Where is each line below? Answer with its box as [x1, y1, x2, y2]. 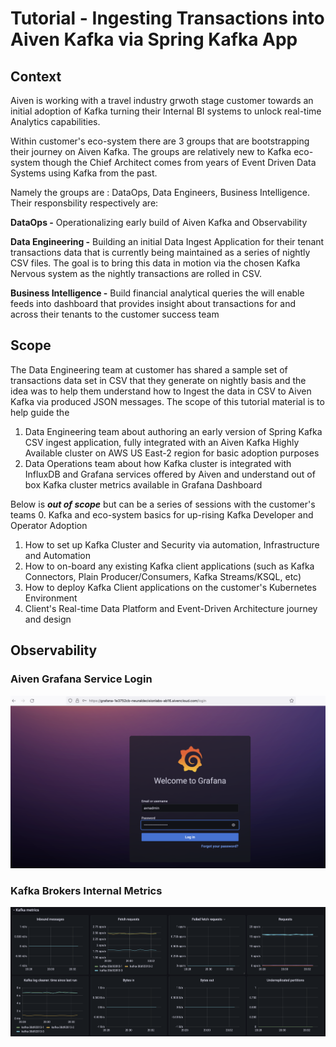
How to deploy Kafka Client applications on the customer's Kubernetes [24, 581, 317, 593]
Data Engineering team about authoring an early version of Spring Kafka [24, 425, 323, 437]
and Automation [24, 549, 91, 561]
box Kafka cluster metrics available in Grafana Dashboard [24, 478, 263, 491]
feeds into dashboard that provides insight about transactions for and [10, 298, 297, 309]
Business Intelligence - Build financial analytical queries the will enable [10, 287, 305, 299]
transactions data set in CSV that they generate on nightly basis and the [10, 374, 307, 386]
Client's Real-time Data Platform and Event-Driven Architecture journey [24, 602, 318, 614]
